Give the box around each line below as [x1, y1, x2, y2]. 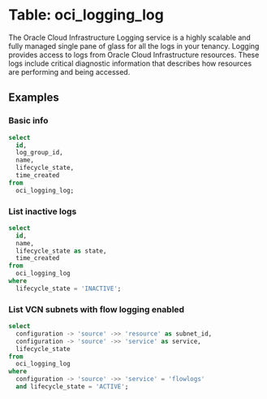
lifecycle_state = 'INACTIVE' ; [15, 284, 122, 293]
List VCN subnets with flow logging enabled [8, 303, 185, 314]
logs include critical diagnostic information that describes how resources [8, 59, 252, 68]
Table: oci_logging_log [8, 6, 164, 24]
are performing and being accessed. [8, 67, 131, 76]
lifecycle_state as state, [15, 246, 107, 255]
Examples [8, 91, 59, 105]
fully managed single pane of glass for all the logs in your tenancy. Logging [8, 41, 260, 50]
